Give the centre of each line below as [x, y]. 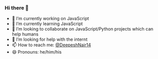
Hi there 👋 [17, 8]
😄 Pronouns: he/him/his [37, 52]
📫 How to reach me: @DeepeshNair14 [51, 45]
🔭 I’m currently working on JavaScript [50, 19]
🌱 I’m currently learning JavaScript [47, 24]
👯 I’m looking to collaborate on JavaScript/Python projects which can [82, 29]
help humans [25, 34]
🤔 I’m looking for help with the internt [50, 39]
